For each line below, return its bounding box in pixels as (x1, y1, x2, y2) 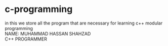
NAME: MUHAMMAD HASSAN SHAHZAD (5, 30, 91, 36)
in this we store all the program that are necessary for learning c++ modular (5, 20, 163, 26)
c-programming (5, 3, 73, 15)
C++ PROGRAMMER (5, 36, 48, 42)
